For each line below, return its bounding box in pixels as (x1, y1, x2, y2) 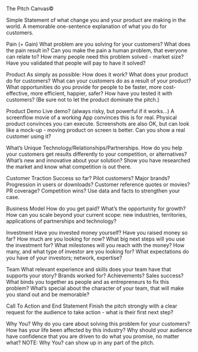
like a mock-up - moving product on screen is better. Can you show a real (6, 127, 185, 133)
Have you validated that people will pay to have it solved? (6, 59, 146, 66)
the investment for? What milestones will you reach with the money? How (6, 242, 185, 248)
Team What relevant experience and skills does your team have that (6, 266, 171, 273)
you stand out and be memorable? (6, 291, 90, 298)
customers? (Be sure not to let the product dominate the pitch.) (6, 96, 160, 103)
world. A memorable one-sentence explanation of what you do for (6, 23, 167, 30)
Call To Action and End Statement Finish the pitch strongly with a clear (6, 302, 177, 309)
